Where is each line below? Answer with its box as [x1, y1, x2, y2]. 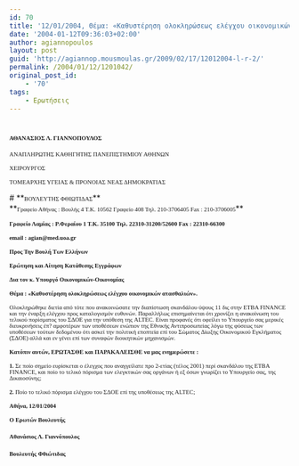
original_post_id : [9, 71, 77, 80]
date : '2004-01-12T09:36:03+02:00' [9, 29, 141, 38]
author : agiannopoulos [9, 37, 93, 47]
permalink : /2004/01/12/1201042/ [9, 63, 133, 72]
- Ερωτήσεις [25, 95, 69, 105]
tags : [9, 87, 29, 96]
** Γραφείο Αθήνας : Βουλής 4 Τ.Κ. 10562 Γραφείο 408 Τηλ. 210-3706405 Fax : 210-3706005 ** [9, 202, 244, 214]
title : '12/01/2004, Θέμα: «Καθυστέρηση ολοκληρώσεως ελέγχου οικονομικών [9, 21, 293, 30]
